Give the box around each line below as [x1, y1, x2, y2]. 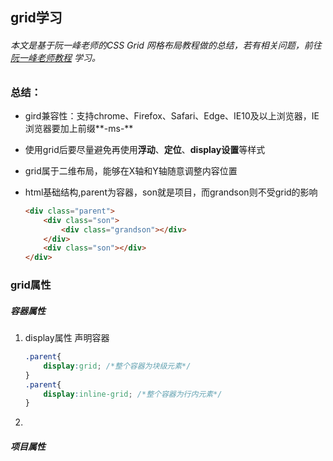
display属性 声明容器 [24, 332, 110, 344]
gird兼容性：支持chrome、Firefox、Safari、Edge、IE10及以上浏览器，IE [24, 109, 320, 122]
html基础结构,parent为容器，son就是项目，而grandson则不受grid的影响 [24, 186, 318, 198]
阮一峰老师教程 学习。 [10, 51, 101, 63]
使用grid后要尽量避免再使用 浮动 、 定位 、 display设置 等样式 [24, 143, 266, 155]
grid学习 [10, 9, 63, 27]
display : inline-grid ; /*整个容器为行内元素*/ [43, 389, 223, 399]
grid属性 [10, 278, 52, 292]
